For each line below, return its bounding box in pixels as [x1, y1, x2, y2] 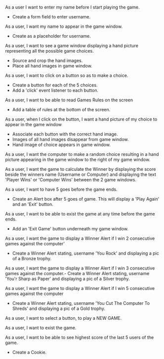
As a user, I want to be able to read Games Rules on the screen [5, 97, 133, 103]
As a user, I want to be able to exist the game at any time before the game [5, 211, 155, 216]
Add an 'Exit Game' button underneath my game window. [12, 226, 128, 231]
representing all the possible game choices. [5, 48, 94, 54]
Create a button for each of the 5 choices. [12, 82, 98, 88]
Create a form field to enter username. [12, 14, 90, 19]
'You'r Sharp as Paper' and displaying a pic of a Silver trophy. [5, 276, 130, 282]
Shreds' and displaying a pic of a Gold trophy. [12, 305, 105, 311]
